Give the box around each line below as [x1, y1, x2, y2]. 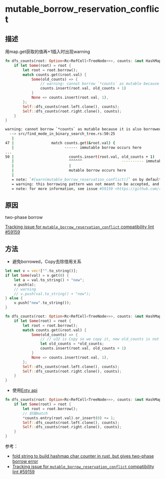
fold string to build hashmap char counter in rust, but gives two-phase [12, 453, 154, 459]
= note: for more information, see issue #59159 [11, 186, 113, 191]
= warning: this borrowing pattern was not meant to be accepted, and [11, 181, 160, 186]
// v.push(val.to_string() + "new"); [14, 291, 91, 296]
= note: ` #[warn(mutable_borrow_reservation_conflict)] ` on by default [11, 177, 162, 182]
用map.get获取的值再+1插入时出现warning [5, 49, 90, 55]
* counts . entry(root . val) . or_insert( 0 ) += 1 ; [23, 416, 115, 420]
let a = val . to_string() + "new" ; [14, 277, 84, 282]
